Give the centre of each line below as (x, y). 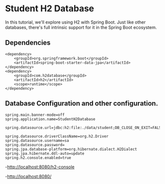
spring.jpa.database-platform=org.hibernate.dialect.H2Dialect (71, 149)
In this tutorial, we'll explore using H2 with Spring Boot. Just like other (75, 22)
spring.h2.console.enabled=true (38, 158)
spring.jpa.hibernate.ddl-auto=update (45, 153)
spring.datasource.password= (35, 145)
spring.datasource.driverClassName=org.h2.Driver (57, 136)
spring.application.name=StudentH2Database (50, 119)
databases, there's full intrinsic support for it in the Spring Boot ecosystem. (81, 27)
